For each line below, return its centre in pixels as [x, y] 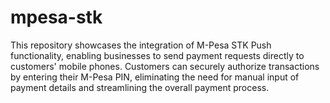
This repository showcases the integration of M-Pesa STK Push [141, 45]
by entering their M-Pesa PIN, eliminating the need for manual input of [155, 77]
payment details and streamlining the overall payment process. [140, 87]
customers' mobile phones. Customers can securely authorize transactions [165, 66]
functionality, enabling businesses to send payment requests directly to [157, 55]
